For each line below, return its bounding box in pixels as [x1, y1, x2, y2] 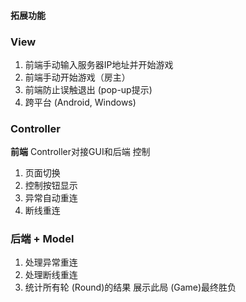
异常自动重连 [24, 192, 78, 204]
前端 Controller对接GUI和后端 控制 [10, 146, 151, 158]
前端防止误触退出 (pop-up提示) [24, 83, 153, 95]
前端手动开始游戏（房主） [24, 71, 131, 83]
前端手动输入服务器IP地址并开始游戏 [24, 58, 174, 70]
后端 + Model [10, 232, 75, 246]
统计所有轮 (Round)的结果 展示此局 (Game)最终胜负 [24, 281, 237, 294]
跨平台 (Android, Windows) [24, 96, 137, 108]
